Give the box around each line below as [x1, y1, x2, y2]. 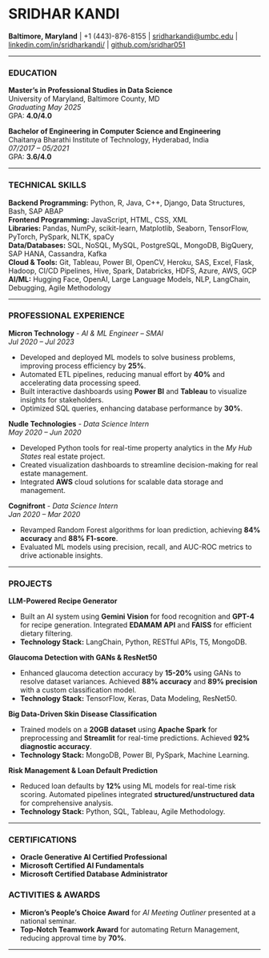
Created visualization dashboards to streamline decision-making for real [19, 459, 259, 469]
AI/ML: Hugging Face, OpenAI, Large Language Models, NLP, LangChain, [8, 274, 251, 284]
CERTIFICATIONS [8, 834, 78, 845]
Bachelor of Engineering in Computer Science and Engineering [8, 126, 222, 136]
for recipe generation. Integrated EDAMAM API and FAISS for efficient [19, 620, 252, 630]
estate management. [19, 468, 88, 478]
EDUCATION [8, 67, 58, 78]
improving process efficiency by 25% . [19, 361, 147, 371]
